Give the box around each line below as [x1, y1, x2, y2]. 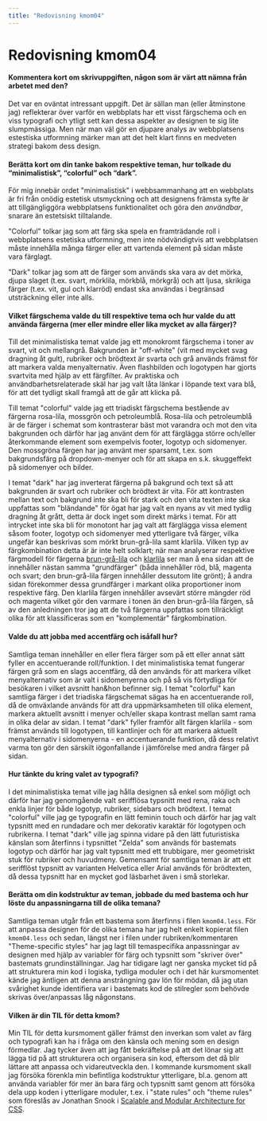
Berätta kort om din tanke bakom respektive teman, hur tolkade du [8, 159, 232, 169]
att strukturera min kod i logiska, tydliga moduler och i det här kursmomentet [8, 967, 259, 977]
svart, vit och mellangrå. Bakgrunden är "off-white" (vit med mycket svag [8, 346, 248, 355]
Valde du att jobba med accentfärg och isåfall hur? [8, 632, 178, 641]
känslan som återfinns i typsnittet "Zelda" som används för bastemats [8, 837, 237, 847]
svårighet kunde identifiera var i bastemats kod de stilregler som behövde [8, 984, 250, 994]
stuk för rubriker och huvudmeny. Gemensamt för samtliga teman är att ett [8, 854, 252, 864]
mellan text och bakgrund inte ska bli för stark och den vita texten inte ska [8, 495, 250, 504]
